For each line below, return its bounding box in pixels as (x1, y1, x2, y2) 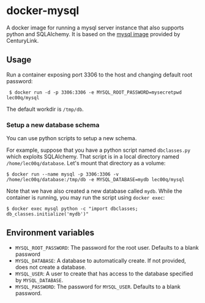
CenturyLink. (6, 37, 39, 44)
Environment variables (6, 228, 95, 238)
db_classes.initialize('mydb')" (6, 211, 89, 217)
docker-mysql (6, 4, 80, 18)
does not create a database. (15, 263, 87, 271)
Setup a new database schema (6, 121, 100, 129)
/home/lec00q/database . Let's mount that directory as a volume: (6, 160, 166, 167)
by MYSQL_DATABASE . (15, 276, 64, 283)
